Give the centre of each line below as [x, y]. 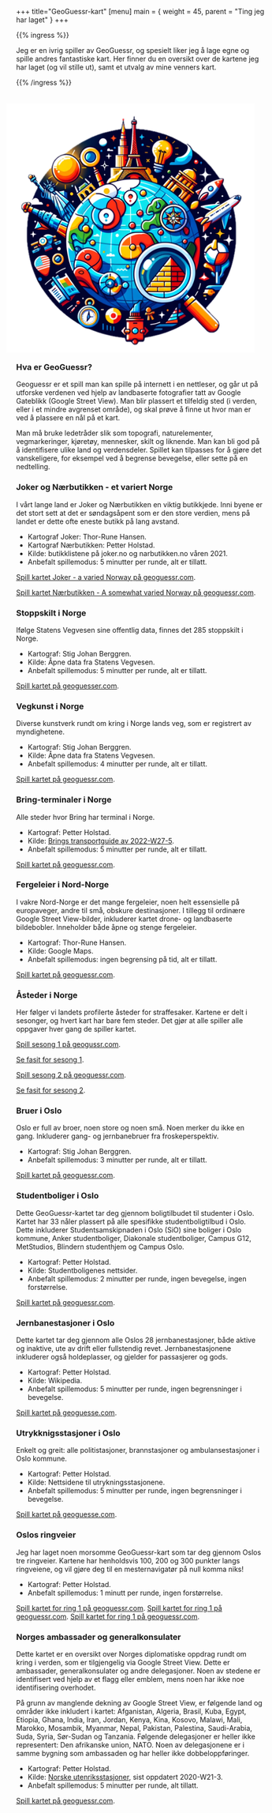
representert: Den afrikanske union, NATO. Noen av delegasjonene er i [130, 1744]
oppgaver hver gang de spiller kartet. [76, 1029]
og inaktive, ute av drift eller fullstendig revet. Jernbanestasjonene [124, 1348]
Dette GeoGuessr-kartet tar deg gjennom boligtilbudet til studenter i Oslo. [135, 1213]
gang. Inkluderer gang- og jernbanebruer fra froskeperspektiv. [117, 1136]
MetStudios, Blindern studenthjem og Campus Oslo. [100, 1247]
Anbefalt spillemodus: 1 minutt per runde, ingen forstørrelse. [125, 1593]
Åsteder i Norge [47, 995]
